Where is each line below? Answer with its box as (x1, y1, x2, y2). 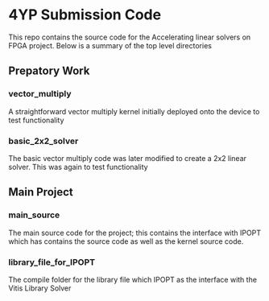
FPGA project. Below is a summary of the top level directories (8, 40, 212, 50)
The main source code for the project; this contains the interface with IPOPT (8, 228, 262, 237)
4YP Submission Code (8, 6, 162, 24)
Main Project (8, 185, 74, 199)
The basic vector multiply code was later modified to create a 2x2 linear (8, 153, 247, 163)
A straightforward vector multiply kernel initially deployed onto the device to (8, 106, 260, 116)
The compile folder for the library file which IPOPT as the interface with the (8, 274, 258, 284)
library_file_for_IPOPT (8, 256, 95, 267)
